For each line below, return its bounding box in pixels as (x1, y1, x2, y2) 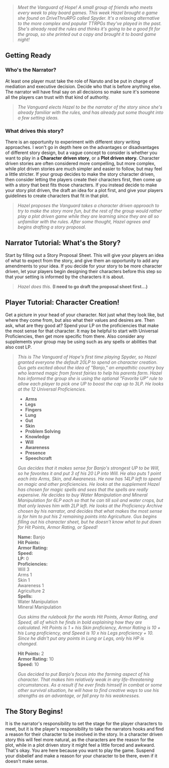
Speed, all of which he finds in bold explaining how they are (17, 619, 142, 625)
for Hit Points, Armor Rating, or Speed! (17, 524, 98, 530)
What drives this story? (5, 127, 64, 134)
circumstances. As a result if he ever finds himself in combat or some (17, 681, 162, 688)
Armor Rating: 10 (17, 656, 54, 662)
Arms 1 (17, 571, 32, 578)
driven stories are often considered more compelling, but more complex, (5, 160, 156, 166)
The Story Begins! (5, 707, 63, 716)
